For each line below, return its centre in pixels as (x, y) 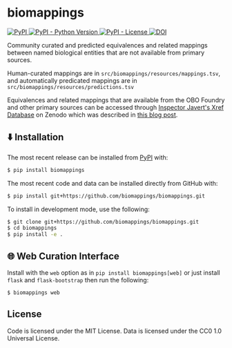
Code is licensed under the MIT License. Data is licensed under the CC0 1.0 (115, 331)
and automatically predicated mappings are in (72, 80)
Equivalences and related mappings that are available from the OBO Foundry (116, 100)
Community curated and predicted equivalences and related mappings (108, 45)
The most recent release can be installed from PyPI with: (88, 157)
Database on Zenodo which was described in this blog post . (93, 115)
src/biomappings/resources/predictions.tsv (71, 87)
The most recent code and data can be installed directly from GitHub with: (113, 183)
